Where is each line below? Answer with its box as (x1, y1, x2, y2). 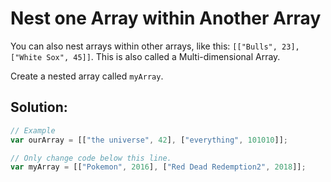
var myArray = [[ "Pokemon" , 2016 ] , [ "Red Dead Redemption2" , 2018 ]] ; (10, 162, 307, 172)
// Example (10, 125, 56, 136)
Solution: (10, 99, 68, 116)
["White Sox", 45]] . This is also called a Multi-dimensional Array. (10, 50, 281, 62)
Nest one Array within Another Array (10, 7, 322, 30)
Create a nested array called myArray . (10, 70, 164, 82)
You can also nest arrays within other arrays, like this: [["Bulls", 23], (10, 40, 300, 52)
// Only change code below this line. (10, 153, 172, 163)
